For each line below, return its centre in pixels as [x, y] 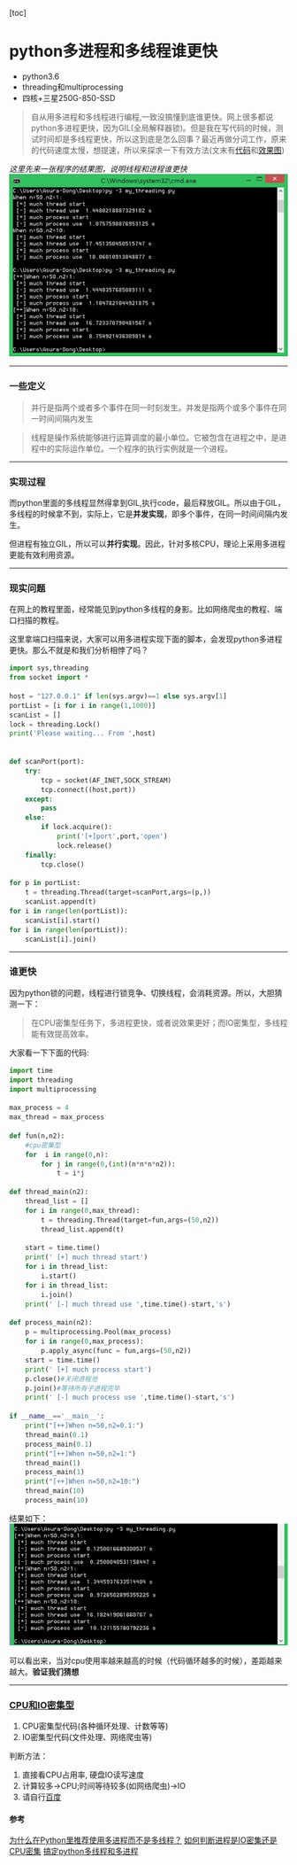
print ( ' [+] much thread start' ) [87, 1257]
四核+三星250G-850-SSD [69, 97]
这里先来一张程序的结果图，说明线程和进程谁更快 [98, 168]
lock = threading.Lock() [55, 724]
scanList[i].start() [63, 921]
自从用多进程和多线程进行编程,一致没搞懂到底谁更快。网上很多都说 [152, 117]
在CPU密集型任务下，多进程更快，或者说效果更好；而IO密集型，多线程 [159, 1022]
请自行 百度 [42, 1797]
